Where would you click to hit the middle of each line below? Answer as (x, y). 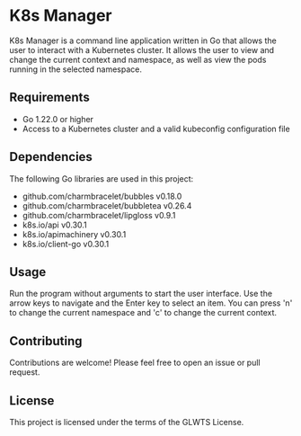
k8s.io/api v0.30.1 (54, 225)
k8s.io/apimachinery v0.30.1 (74, 234)
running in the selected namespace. (75, 69)
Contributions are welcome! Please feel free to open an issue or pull (135, 363)
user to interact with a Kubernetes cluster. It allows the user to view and (142, 49)
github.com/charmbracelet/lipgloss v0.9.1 (99, 215)
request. (25, 372)
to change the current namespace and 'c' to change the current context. (143, 313)
